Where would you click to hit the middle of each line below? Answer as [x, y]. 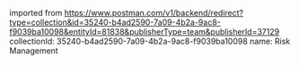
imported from [36, 13]
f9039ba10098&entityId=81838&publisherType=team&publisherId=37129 [145, 32]
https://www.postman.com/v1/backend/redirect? [154, 13]
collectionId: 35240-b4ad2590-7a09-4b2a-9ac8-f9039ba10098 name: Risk [150, 41]
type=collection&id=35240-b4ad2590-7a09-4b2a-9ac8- [115, 22]
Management [34, 51]
